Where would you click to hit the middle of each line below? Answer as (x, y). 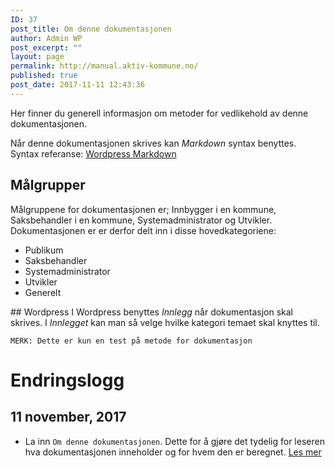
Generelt (43, 292)
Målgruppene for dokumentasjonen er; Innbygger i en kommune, (143, 209)
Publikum (44, 250)
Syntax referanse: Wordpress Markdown (93, 153)
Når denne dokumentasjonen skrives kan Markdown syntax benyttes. (153, 143)
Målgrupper (48, 185)
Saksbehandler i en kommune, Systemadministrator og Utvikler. (141, 220)
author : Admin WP (46, 38)
